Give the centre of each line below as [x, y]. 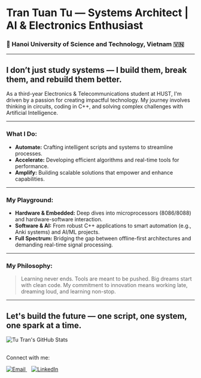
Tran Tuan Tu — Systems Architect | [98, 13]
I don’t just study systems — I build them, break [97, 70]
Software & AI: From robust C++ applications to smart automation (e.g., [103, 225]
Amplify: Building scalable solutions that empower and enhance [94, 172]
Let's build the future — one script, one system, [97, 316]
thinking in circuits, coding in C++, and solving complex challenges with [95, 106]
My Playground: [30, 200]
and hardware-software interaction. [59, 219]
